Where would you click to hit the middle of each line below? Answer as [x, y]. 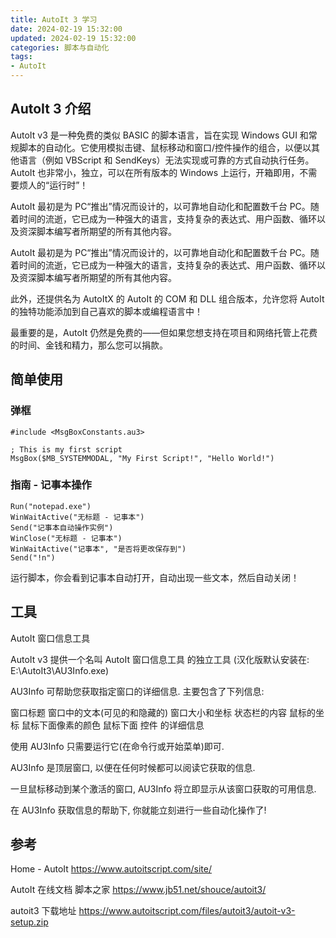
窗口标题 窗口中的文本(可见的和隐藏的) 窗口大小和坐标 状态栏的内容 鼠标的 [163, 712]
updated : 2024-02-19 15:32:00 [73, 38]
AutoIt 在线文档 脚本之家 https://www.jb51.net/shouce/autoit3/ [138, 890]
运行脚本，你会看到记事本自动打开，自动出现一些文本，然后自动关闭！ [155, 577]
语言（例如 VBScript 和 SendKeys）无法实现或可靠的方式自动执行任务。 [166, 160]
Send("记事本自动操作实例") [62, 527]
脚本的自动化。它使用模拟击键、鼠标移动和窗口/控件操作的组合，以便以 [165, 147]
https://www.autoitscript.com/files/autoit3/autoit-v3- [187, 911]
